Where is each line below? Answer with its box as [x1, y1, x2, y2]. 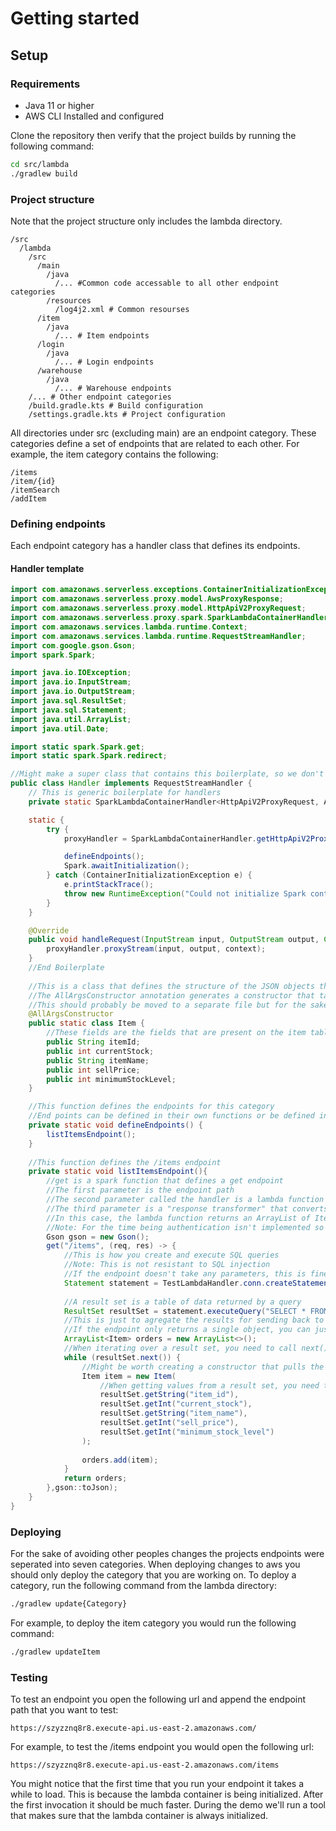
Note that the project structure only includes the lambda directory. [10, 215, 283, 227]
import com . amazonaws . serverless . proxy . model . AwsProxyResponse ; [10, 594, 284, 604]
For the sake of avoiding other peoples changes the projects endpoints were [10, 1548, 325, 1560]
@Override [28, 925, 70, 936]
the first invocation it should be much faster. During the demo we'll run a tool [10, 1799, 327, 1811]
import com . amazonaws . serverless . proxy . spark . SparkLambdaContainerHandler [10, 613, 329, 623]
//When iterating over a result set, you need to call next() [63, 1343, 329, 1354]
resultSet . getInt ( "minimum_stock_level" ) [99, 1427, 275, 1437]
